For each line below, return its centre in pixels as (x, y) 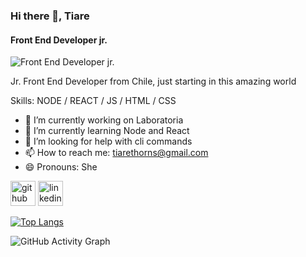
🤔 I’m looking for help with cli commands (108, 141)
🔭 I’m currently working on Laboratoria (104, 120)
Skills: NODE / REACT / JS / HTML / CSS (93, 101)
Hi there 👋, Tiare (50, 16)
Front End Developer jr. (59, 40)
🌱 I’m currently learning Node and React (107, 131)
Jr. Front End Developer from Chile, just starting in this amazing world (153, 81)
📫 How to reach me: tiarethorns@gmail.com (116, 153)
